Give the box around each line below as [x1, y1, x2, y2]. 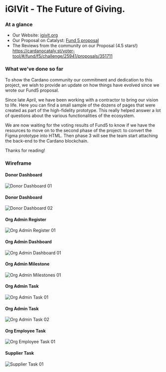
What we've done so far [5, 66, 63, 73]
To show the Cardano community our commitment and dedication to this [5, 76, 153, 82]
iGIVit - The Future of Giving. [5, 3, 125, 15]
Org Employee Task [5, 328, 46, 334]
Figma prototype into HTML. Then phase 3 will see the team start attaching [5, 132, 158, 139]
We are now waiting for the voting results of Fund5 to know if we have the [5, 122, 156, 128]
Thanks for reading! [5, 147, 45, 153]
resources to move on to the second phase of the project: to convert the [5, 127, 152, 133]
